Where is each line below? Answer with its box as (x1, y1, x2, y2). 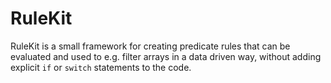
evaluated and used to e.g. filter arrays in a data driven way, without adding (10, 50, 322, 62)
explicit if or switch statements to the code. (10, 61, 192, 73)
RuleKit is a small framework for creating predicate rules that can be (10, 40, 291, 52)
